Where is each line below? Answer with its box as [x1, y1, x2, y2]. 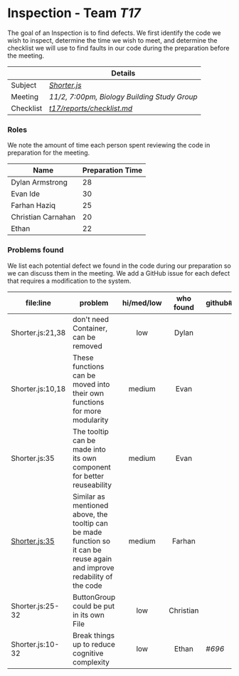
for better [72, 471, 105, 481]
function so [72, 536, 111, 546]
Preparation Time [82, 165, 143, 175]
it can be [72, 545, 102, 555]
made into [72, 444, 107, 454]
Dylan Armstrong [11, 177, 68, 187]
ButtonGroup [72, 592, 116, 602]
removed [72, 340, 102, 350]
